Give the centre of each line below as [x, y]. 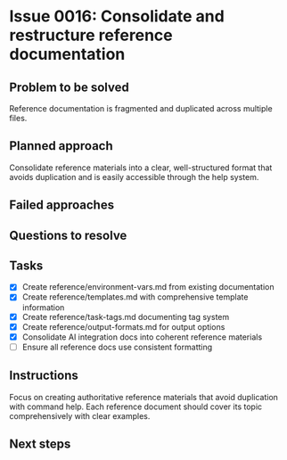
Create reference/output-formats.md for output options [123, 326]
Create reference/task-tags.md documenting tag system [126, 316]
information [43, 307]
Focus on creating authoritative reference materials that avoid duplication [144, 397]
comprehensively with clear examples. [80, 415]
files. [18, 118]
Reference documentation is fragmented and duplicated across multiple [141, 108]
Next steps [40, 444]
